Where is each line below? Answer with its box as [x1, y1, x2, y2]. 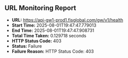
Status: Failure [11, 43, 42, 49]
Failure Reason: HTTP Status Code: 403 [11, 48, 94, 54]
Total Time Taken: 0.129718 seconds [11, 32, 87, 38]
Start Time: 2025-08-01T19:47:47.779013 [11, 22, 96, 28]
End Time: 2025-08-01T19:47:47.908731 [11, 27, 95, 33]
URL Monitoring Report [4, 4, 77, 12]
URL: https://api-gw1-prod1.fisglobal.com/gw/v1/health [11, 17, 124, 23]
